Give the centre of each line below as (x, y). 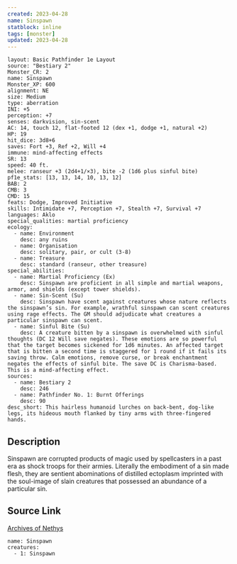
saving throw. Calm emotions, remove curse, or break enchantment (108, 358)
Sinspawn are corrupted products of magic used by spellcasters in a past (115, 458)
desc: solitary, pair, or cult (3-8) (76, 253)
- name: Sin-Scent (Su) (49, 296)
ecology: (20, 228)
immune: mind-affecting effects (55, 153)
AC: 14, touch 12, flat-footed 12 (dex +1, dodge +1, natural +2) (108, 128)
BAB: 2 (17, 184)
